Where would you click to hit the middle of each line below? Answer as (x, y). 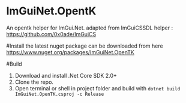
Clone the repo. (34, 82)
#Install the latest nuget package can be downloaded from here (85, 46)
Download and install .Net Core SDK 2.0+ (66, 75)
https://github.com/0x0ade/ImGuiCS (51, 34)
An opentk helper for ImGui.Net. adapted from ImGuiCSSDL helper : (89, 28)
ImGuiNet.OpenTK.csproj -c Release (59, 94)
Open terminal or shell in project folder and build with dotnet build (97, 88)
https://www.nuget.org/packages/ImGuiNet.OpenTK (70, 52)
